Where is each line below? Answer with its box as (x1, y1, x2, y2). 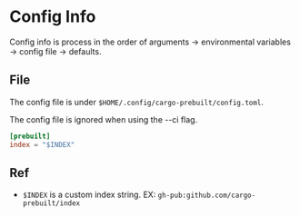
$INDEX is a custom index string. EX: (22, 189, 156, 201)
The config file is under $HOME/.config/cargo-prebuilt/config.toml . (9, 96, 264, 107)
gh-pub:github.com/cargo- (157, 191, 256, 201)
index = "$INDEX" (9, 140, 75, 149)
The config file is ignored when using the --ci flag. (9, 113, 198, 124)
